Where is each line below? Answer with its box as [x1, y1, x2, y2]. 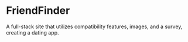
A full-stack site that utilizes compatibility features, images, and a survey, [6, 23, 183, 30]
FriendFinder [6, 4, 70, 17]
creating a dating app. [6, 29, 59, 36]
